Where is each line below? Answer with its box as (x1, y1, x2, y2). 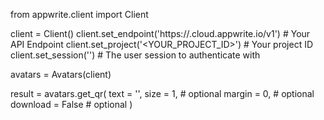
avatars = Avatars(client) (10, 69, 112, 80)
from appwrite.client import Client (10, 9, 149, 20)
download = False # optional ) (10, 99, 133, 110)
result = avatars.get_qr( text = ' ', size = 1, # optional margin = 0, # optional (10, 88, 315, 99)
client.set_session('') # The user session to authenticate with (10, 49, 261, 61)
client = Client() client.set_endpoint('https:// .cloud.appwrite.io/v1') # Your (10, 28, 311, 39)
